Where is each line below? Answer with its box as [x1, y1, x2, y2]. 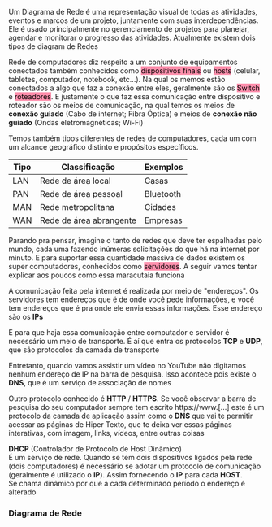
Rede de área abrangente [39, 215, 136, 226]
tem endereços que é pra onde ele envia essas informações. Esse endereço [8, 303, 263, 312]
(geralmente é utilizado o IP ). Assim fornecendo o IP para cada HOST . [8, 470, 243, 479]
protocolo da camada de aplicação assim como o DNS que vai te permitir [8, 411, 253, 420]
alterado [8, 487, 37, 497]
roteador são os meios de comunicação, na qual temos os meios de [8, 101, 235, 110]
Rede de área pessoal [39, 189, 123, 199]
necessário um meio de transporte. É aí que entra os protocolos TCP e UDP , [8, 337, 263, 346]
